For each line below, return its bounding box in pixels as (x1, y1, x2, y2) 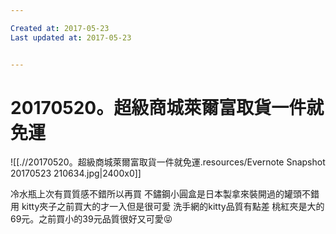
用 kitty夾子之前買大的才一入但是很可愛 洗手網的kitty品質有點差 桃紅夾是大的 (10, 201, 325, 213)
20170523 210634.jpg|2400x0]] (10, 167, 142, 180)
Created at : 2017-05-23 (10, 23, 110, 33)
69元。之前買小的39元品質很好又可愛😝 (10, 213, 173, 225)
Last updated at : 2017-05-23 (10, 32, 132, 43)
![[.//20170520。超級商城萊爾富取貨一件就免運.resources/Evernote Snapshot (10, 156, 326, 168)
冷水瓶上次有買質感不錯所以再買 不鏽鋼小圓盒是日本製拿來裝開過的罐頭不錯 (10, 188, 320, 200)
